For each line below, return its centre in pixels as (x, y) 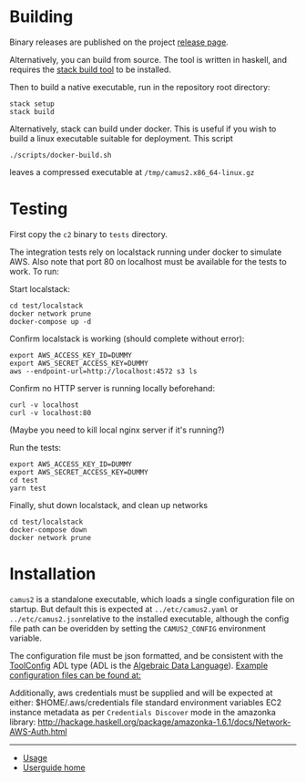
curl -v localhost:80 (51, 412)
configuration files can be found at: (75, 675)
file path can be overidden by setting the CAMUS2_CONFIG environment (138, 628)
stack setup (32, 104)
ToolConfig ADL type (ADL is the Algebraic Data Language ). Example (139, 665)
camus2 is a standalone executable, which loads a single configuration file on (152, 599)
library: (23, 722)
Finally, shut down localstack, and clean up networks (108, 505)
